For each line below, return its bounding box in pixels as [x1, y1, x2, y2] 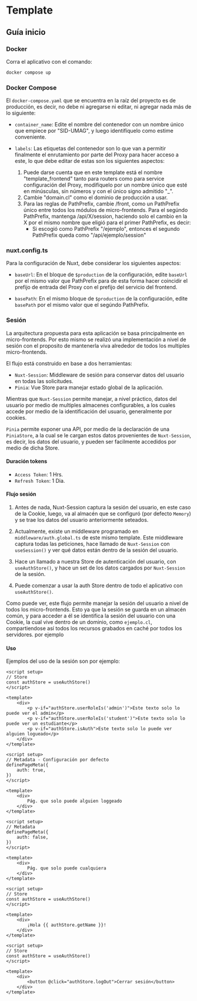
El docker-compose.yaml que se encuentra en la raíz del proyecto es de [6, 97, 176, 104]
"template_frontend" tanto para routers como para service [23, 175, 165, 182]
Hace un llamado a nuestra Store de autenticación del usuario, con [14, 558, 176, 565]
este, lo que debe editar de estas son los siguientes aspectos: [14, 158, 165, 165]
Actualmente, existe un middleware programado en [14, 528, 139, 535]
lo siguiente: [6, 110, 36, 117]
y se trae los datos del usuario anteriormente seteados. [14, 516, 149, 524]
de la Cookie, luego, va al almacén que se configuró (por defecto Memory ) [14, 510, 191, 517]
